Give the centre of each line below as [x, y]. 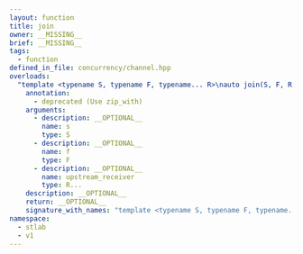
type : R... [62, 186]
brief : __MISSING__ [46, 43]
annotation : [48, 93]
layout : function [42, 18]
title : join [32, 26]
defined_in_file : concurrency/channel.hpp [90, 68]
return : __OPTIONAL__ [66, 202]
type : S [56, 135]
